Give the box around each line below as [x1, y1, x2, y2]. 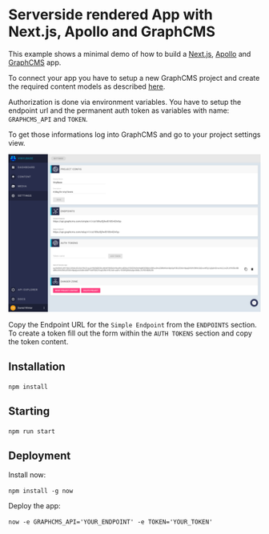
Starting [8, 404, 50, 418]
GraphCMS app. [8, 58, 62, 67]
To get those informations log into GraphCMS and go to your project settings [8, 130, 261, 139]
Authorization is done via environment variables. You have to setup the [8, 97, 242, 106]
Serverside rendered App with [8, 6, 214, 24]
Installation [8, 360, 66, 374]
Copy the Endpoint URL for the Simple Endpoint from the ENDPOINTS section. [8, 319, 258, 329]
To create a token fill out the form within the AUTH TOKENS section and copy [8, 328, 252, 338]
